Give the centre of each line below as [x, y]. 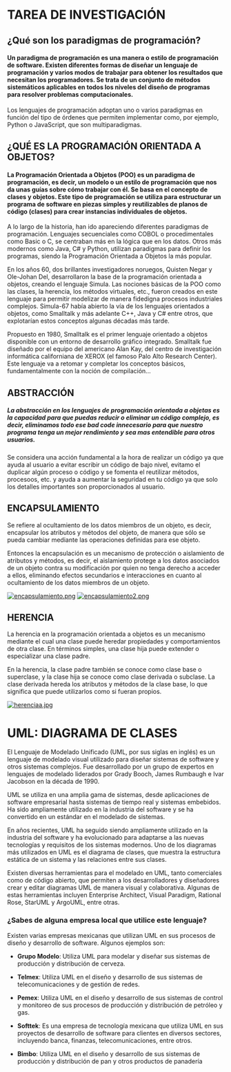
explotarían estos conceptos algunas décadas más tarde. [89, 321]
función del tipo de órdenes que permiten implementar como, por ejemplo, [113, 117]
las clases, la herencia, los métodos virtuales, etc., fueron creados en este [113, 292]
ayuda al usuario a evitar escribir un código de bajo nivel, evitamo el [104, 464]
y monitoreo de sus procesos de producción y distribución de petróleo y [120, 1005]
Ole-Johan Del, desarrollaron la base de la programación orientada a [104, 277]
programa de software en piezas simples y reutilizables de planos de [108, 204]
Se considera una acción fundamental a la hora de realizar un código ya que [115, 457]
